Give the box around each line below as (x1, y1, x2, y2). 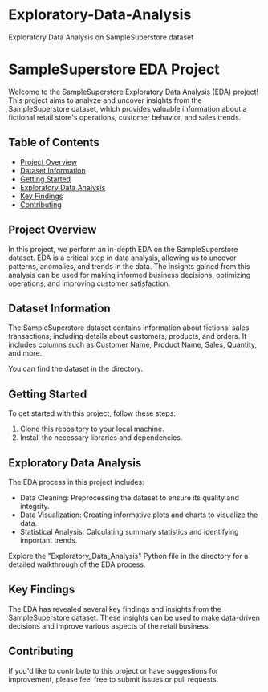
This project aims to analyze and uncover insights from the (8, 95, 202, 105)
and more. (8, 348, 43, 358)
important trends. (19, 535, 78, 545)
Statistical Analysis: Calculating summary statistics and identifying (19, 527, 239, 536)
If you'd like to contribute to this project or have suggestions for (8, 666, 219, 675)
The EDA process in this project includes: (8, 477, 144, 486)
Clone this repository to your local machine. (19, 424, 164, 434)
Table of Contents (8, 136, 100, 149)
